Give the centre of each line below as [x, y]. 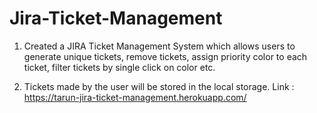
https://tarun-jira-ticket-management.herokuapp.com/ [135, 97]
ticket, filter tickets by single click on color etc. [119, 67]
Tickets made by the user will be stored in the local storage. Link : [159, 86]
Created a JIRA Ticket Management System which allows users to [159, 46]
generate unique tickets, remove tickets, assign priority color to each [165, 56]
